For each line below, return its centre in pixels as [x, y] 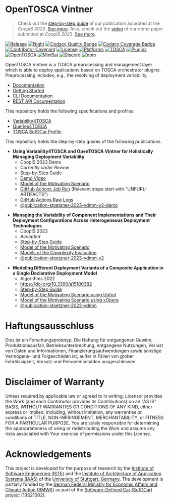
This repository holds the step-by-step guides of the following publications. [84, 141]
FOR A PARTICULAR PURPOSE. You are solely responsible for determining [82, 423]
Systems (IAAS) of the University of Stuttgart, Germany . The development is [84, 479]
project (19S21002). [26, 495]
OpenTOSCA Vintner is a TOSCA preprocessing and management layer [79, 64]
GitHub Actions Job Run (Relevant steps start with [72, 189]
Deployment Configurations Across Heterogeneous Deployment [81, 220]
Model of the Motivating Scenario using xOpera [69, 300]
